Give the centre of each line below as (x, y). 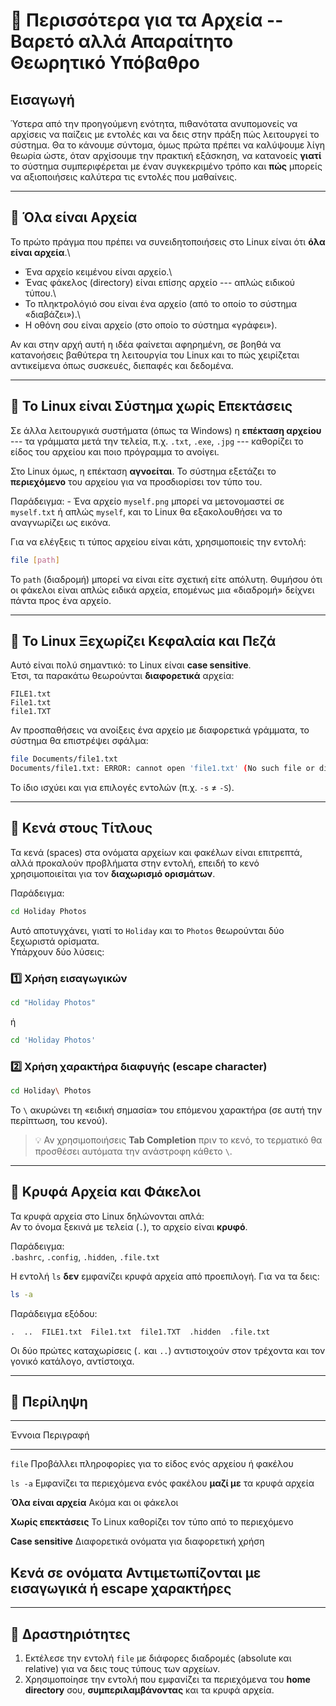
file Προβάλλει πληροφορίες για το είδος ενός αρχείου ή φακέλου (152, 1464)
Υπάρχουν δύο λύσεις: (57, 951)
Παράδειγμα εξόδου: (54, 1313)
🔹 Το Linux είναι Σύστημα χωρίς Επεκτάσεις (151, 406)
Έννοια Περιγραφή (50, 1435)
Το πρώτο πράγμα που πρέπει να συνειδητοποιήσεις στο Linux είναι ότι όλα (168, 241)
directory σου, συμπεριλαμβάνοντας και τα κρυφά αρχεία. (149, 1690)
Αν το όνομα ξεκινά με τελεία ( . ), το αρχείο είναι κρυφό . (129, 1226)
